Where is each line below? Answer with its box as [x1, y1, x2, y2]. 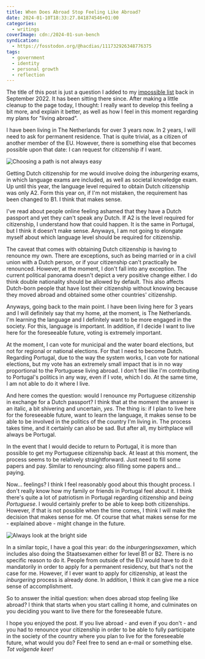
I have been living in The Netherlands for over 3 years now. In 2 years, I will [6, 126, 196, 134]
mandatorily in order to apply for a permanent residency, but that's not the [6, 563, 193, 571]
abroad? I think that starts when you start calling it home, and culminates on [6, 601, 198, 609]
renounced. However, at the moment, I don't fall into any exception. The [6, 265, 187, 273]
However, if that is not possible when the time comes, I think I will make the [6, 507, 196, 514]
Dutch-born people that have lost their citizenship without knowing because [6, 284, 198, 292]
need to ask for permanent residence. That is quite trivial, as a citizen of [6, 133, 188, 140]
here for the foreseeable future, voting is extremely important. [6, 329, 162, 337]
